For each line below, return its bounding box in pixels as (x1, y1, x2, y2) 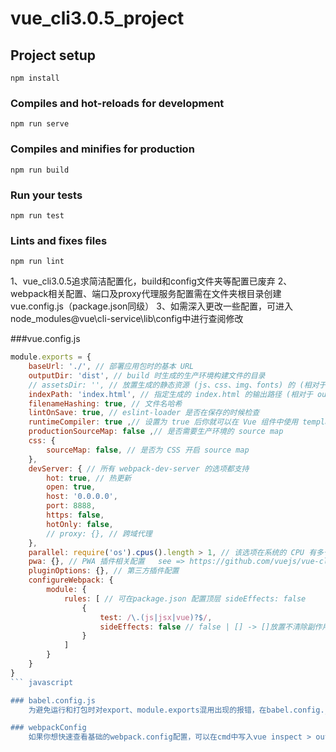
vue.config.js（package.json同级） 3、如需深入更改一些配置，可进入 (10, 300, 293, 312)
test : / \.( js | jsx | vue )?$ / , (99, 612, 213, 622)
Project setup (10, 47, 97, 64)
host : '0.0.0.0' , (46, 492, 118, 502)
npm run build (10, 165, 70, 175)
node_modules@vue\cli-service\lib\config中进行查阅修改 (10, 313, 244, 325)
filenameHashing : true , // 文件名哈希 (28, 398, 183, 409)
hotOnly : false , (46, 519, 114, 529)
